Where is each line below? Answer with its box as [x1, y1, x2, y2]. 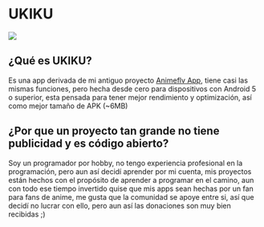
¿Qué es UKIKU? [8, 54, 92, 68]
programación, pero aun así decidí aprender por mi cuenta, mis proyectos [8, 166, 252, 176]
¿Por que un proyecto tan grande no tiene [8, 124, 220, 138]
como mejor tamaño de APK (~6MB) [8, 101, 128, 111]
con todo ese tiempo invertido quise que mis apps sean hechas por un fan [8, 184, 254, 193]
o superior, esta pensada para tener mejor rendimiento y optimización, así [8, 92, 253, 102]
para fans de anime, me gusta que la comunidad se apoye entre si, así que [8, 192, 254, 201]
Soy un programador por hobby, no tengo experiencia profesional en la [8, 158, 243, 168]
